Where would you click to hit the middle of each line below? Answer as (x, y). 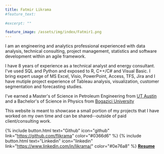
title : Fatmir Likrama (28, 10)
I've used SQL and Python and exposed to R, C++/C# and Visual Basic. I (78, 71)
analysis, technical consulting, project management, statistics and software (81, 51)
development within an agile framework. (46, 56)
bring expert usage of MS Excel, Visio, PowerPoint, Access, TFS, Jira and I (80, 76)
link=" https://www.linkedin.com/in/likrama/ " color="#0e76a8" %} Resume (80, 146)
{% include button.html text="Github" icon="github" (57, 131)
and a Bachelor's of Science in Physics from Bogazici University (70, 101)
